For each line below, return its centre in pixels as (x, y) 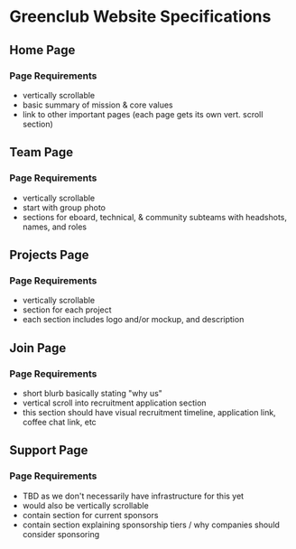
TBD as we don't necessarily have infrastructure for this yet (133, 496)
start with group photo (64, 207)
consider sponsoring (61, 534)
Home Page (42, 50)
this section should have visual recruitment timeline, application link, (149, 412)
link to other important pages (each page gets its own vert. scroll (143, 114)
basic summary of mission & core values (97, 105)
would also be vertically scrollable (85, 505)
